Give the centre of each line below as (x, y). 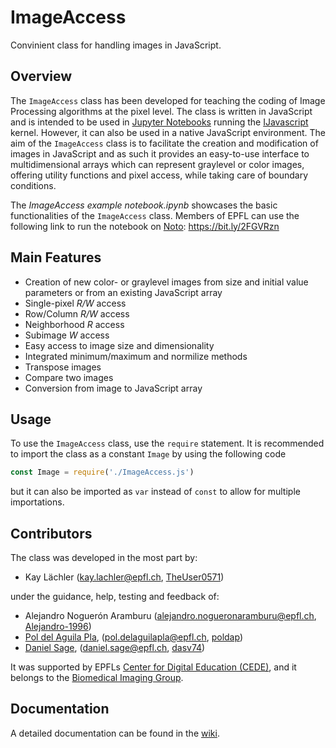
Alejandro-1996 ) (58, 627)
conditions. (33, 185)
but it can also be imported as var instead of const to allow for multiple (155, 492)
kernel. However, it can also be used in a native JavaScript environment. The (168, 132)
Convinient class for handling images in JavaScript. (116, 45)
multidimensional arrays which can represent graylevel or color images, (157, 164)
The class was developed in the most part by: (104, 558)
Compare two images (69, 377)
